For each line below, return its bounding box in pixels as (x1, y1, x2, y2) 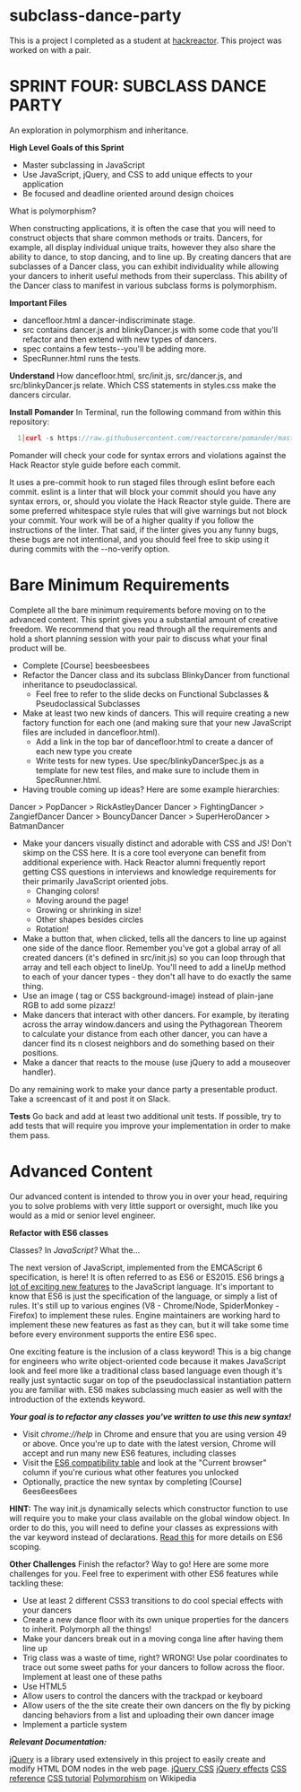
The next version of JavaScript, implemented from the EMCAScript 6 (9, 1262, 262, 1273)
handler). (21, 1066, 56, 1077)
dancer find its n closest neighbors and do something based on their (21, 1038, 275, 1048)
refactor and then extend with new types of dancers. (21, 334, 217, 344)
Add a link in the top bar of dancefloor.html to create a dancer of (35, 736, 274, 747)
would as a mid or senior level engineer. (9, 1210, 157, 1221)
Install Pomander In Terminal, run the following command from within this (9, 406, 282, 417)
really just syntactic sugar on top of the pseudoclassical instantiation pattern (9, 1374, 291, 1386)
